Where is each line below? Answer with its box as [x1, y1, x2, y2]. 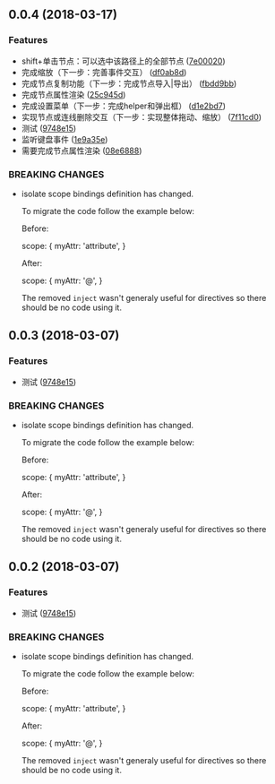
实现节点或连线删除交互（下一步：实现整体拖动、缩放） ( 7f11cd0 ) [21, 111, 262, 122]
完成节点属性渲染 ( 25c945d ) [21, 89, 126, 99]
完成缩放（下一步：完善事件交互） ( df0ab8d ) [21, 66, 187, 77]
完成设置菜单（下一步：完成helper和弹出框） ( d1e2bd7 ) [21, 100, 226, 111]
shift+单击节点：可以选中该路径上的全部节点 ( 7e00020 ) [21, 56, 226, 66]
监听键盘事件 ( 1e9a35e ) [21, 134, 108, 144]
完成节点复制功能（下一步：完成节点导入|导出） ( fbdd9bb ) [21, 78, 237, 89]
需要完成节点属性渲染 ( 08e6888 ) [21, 145, 142, 156]
